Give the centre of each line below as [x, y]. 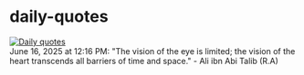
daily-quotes [59, 17]
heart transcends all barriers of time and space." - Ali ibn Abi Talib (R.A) [144, 61]
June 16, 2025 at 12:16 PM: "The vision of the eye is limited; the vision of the [152, 51]
